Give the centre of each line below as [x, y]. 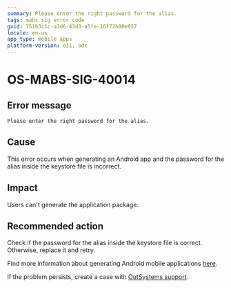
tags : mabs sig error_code [46, 20]
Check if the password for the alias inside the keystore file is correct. [105, 243]
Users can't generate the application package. [73, 204]
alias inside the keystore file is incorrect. [64, 166]
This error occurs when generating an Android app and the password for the [116, 159]
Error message [40, 105]
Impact [22, 188]
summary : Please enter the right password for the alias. [92, 13]
